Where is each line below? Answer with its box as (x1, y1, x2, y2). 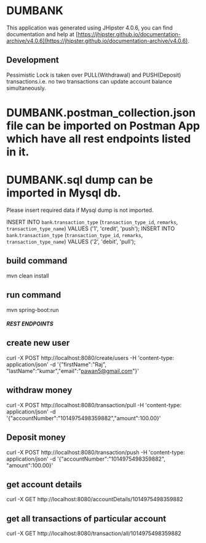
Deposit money (6, 432, 66, 443)
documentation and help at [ (6, 30, 78, 37)
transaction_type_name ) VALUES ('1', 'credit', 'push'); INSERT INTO (6, 225, 175, 232)
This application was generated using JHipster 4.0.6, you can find (6, 24, 173, 31)
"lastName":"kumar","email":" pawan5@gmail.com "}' (6, 367, 140, 375)
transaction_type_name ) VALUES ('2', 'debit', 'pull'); (6, 238, 136, 245)
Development (6, 55, 60, 65)
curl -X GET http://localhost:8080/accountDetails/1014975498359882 (6, 496, 183, 503)
